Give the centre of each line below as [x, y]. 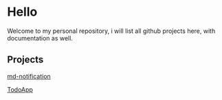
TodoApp [20, 89]
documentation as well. [40, 38]
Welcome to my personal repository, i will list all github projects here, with [111, 31]
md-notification [29, 76]
